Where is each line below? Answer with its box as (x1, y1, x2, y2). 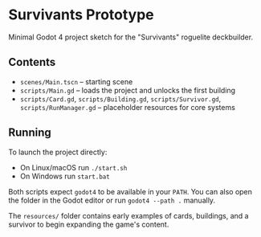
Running (8, 126, 52, 140)
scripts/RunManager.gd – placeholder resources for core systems (19, 102, 235, 112)
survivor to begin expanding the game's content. (8, 219, 169, 229)
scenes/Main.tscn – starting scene (19, 76, 133, 86)
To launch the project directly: (8, 147, 108, 157)
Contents (8, 55, 56, 69)
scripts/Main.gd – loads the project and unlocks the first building (19, 85, 235, 95)
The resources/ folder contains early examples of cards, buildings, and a (8, 210, 249, 220)
